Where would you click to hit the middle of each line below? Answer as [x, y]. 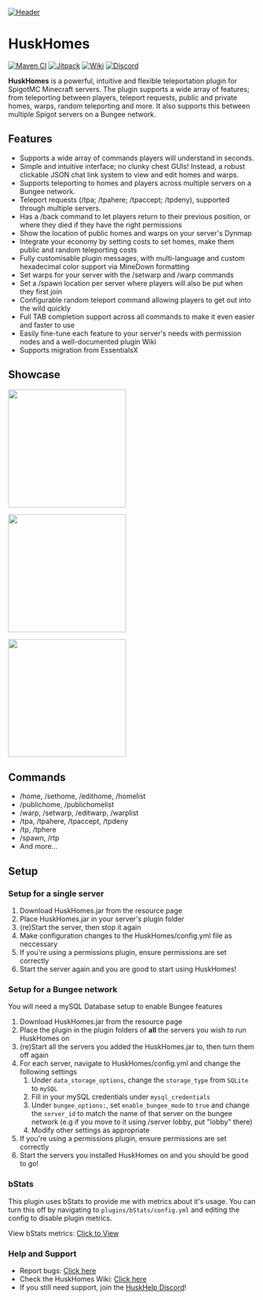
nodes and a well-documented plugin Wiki [88, 341]
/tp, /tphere [38, 830]
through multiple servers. [60, 207]
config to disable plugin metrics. [60, 1217]
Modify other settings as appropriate [90, 1130]
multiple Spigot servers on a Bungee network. [82, 114]
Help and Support [42, 1254]
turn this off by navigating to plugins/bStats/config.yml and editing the [124, 1210]
